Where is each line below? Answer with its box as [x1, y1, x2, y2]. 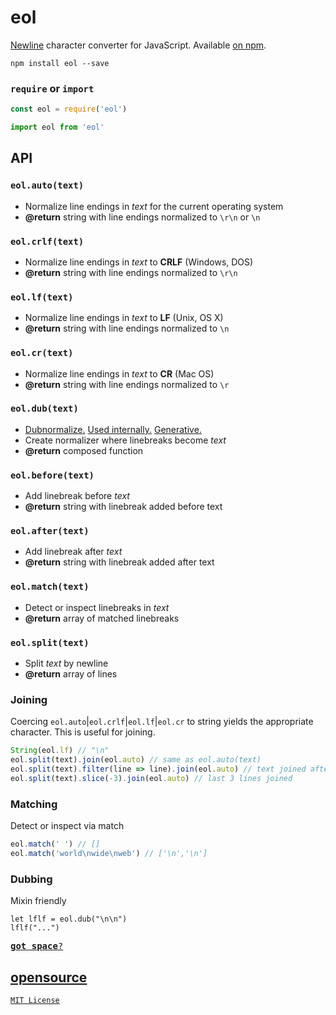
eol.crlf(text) [10, 236, 85, 247]
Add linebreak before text [24, 490, 130, 502]
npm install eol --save [10, 58, 110, 68]
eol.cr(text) [10, 347, 74, 359]
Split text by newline [24, 657, 109, 670]
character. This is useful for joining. [10, 726, 156, 738]
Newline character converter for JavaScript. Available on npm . [10, 39, 267, 51]
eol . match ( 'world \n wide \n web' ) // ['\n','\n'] [10, 849, 208, 859]
